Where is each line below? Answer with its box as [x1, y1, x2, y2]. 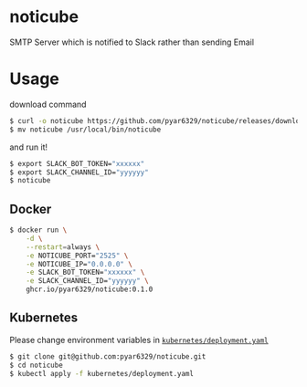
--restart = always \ [26, 242, 101, 252]
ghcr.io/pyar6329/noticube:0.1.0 [26, 285, 153, 294]
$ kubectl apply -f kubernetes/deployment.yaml [9, 369, 195, 378]
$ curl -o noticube [9, 116, 84, 125]
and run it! [9, 141, 48, 152]
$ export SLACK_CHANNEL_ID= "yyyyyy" [9, 167, 149, 177]
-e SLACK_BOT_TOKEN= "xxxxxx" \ [26, 267, 145, 277]
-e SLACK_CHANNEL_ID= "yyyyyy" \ [26, 277, 149, 286]
